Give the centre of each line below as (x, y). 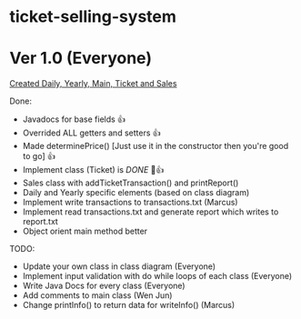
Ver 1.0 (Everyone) (81, 59)
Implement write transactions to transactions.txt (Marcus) (130, 203)
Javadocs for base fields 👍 (74, 119)
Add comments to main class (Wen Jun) (97, 295)
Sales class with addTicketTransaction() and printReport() (130, 183)
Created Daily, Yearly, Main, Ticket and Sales (93, 84)
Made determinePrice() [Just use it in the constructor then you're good (156, 146)
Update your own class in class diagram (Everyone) (119, 266)
